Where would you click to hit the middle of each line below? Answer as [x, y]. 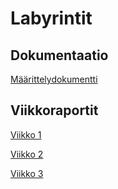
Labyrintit [51, 18]
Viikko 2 [27, 154]
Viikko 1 [26, 134]
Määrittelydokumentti [54, 79]
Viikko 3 [27, 173]
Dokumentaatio [59, 55]
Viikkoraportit [54, 110]
